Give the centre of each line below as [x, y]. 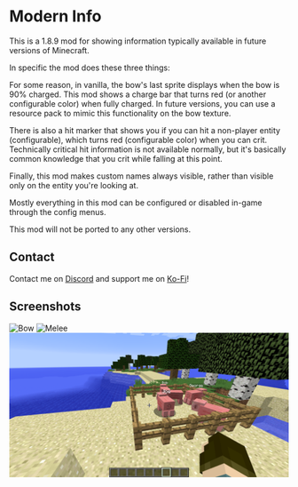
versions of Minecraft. [50, 50]
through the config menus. [58, 212]
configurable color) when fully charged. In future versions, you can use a [142, 103]
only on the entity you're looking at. [74, 185]
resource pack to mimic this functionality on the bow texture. [120, 113]
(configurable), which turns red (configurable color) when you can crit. [138, 140]
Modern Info [55, 16]
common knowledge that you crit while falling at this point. [116, 158]
